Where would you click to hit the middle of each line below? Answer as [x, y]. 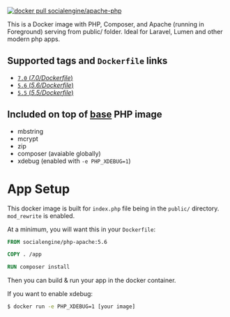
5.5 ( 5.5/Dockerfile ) [46, 92]
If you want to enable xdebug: [50, 294]
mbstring [30, 131]
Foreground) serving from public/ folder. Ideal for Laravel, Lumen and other [115, 32]
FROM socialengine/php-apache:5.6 [58, 242]
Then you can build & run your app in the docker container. [92, 280]
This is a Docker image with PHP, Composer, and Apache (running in [106, 24]
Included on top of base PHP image [85, 115]
